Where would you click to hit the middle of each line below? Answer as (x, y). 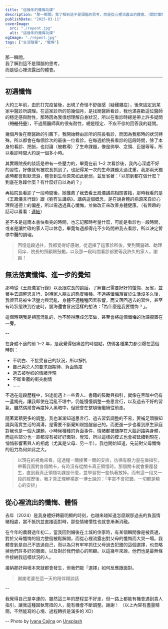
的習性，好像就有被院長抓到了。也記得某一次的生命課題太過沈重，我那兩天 (82, 169)
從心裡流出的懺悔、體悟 (41, 502)
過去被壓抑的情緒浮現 (34, 373)
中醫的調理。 (22, 234)
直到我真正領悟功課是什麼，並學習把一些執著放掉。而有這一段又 (92, 473)
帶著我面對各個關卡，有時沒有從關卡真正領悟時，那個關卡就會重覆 (85, 466)
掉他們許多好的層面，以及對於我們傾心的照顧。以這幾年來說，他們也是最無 (82, 551)
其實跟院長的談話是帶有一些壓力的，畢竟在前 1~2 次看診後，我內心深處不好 (82, 163)
